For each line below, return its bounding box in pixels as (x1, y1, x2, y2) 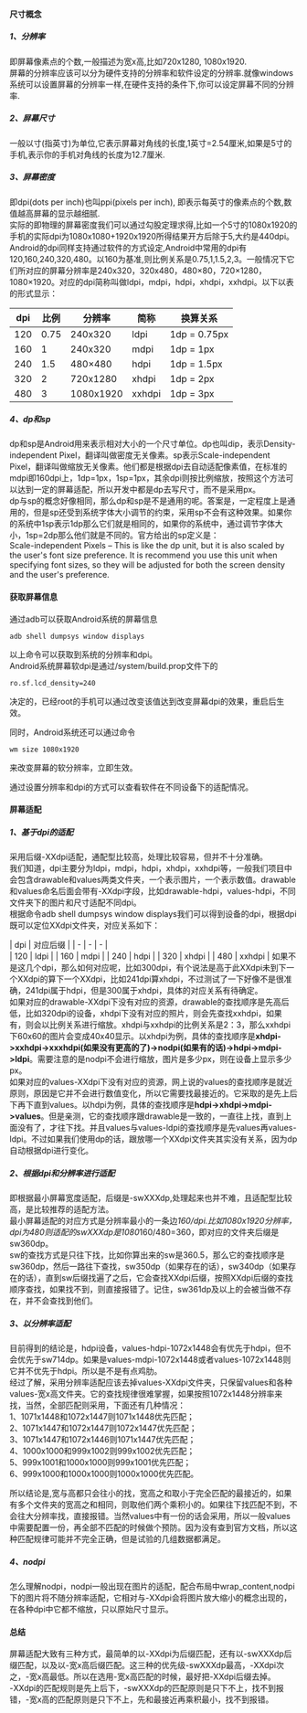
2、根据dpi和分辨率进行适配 (9, 1167, 116, 1178)
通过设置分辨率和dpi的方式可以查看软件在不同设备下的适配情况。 (9, 782, 254, 793)
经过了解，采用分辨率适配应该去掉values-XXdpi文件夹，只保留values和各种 (9, 1377, 292, 1388)
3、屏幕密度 (9, 172, 56, 183)
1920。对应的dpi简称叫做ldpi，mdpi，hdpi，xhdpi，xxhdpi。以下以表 (33, 276, 294, 287)
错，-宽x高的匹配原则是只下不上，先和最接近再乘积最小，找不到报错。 (9, 1694, 274, 1705)
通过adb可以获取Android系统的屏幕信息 (9, 613, 158, 624)
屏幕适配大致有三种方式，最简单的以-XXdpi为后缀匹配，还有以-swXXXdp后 (9, 1648, 292, 1659)
